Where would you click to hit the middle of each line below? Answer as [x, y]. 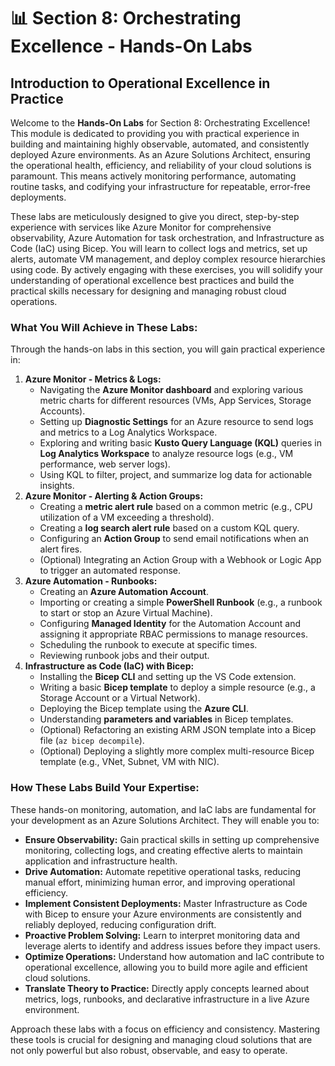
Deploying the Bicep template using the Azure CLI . [144, 709]
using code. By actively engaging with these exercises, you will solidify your [167, 269]
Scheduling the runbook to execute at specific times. [148, 645]
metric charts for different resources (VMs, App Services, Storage [175, 401]
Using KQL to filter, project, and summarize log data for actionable [176, 475]
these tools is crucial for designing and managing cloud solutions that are [161, 1039]
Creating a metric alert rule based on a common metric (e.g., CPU [176, 507]
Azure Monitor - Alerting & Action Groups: [114, 496]
